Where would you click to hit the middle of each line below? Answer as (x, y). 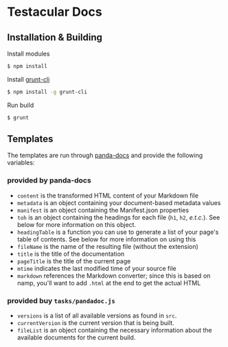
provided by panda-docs (49, 180)
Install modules (28, 53)
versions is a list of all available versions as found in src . (97, 315)
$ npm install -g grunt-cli (47, 92)
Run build (21, 105)
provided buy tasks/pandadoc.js (61, 300)
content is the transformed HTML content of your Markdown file (108, 195)
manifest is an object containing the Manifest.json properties (103, 210)
